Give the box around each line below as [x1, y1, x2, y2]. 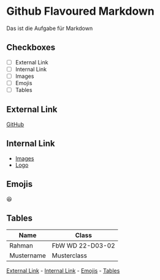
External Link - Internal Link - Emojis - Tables [6, 267, 120, 274]
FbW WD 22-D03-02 [51, 241, 115, 250]
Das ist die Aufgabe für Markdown [6, 25, 93, 32]
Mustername [9, 251, 46, 260]
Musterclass [51, 251, 88, 260]
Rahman [9, 241, 34, 250]
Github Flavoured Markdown [6, 4, 154, 18]
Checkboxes [6, 42, 56, 53]
